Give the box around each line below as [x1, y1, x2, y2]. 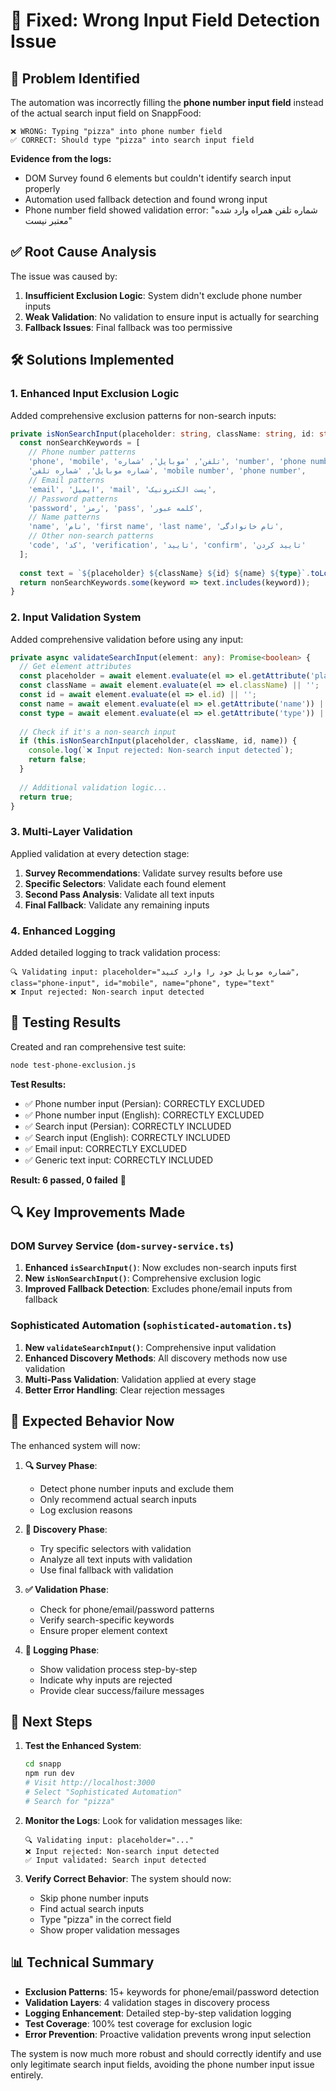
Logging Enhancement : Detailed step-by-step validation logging [24, 2007, 292, 2019]
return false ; [28, 755, 87, 765]
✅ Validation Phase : [24, 1583, 109, 1595]
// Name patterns [28, 512, 101, 523]
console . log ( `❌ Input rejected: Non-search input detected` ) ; [28, 745, 294, 756]
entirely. [10, 2069, 44, 2081]
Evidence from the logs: [10, 153, 112, 164]
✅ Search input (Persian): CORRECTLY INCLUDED [24, 1120, 232, 1132]
